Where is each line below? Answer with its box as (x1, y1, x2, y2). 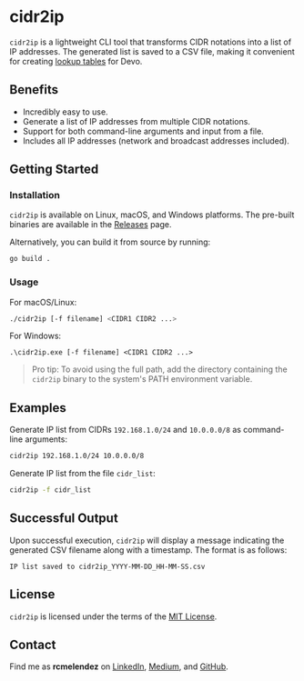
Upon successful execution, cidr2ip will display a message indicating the (9, 535, 285, 546)
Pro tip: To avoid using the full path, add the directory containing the (31, 364, 289, 375)
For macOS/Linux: (9, 296, 77, 307)
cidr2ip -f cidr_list (9, 486, 92, 495)
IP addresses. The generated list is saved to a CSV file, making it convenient (9, 45, 295, 56)
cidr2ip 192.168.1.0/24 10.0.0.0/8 (9, 452, 145, 461)
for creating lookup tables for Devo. (9, 55, 143, 66)
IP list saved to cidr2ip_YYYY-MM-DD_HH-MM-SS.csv (9, 562, 206, 571)
